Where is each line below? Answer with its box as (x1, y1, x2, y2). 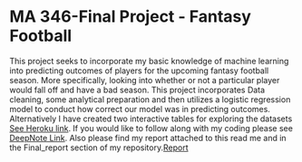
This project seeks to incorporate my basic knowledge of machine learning (9, 55, 289, 66)
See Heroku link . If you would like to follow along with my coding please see (9, 122, 293, 133)
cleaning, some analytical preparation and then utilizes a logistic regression (9, 93, 291, 105)
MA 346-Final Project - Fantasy (9, 6, 252, 27)
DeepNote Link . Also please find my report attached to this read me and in (9, 132, 287, 143)
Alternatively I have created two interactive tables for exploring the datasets (9, 113, 293, 124)
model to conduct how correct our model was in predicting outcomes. (9, 103, 270, 114)
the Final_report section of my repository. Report (9, 142, 189, 153)
